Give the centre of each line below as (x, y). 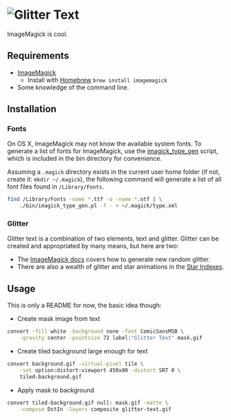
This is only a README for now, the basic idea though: (84, 306)
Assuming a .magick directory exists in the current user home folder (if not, (114, 172)
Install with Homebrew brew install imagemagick (97, 80)
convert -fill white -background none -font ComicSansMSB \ (96, 332)
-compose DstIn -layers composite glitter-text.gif (95, 409)
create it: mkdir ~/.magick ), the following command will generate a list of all (114, 180)
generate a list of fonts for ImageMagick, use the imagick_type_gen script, (113, 151)
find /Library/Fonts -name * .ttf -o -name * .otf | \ (85, 200)
